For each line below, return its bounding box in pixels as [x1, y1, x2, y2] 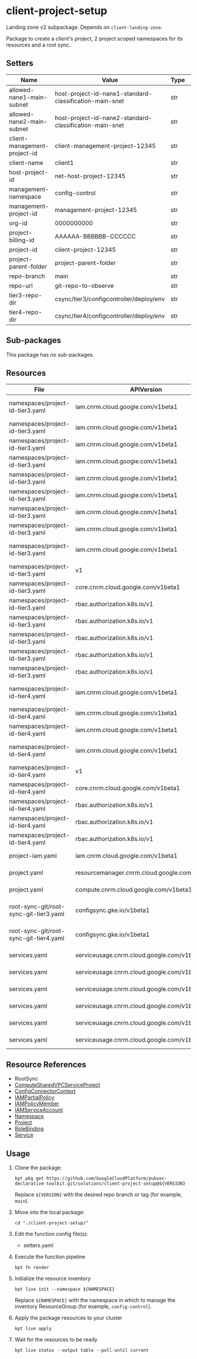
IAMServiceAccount [14, 1106, 63, 1113]
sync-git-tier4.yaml [9, 934, 64, 943]
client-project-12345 [55, 246, 116, 254]
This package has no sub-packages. [6, 351, 94, 358]
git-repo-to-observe [55, 281, 114, 290]
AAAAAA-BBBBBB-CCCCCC [55, 232, 136, 240]
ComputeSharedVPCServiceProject [14, 1082, 101, 1089]
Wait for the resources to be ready [14, 1336, 98, 1343]
